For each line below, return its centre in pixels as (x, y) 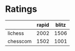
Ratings (21, 9)
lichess (16, 33)
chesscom (20, 41)
